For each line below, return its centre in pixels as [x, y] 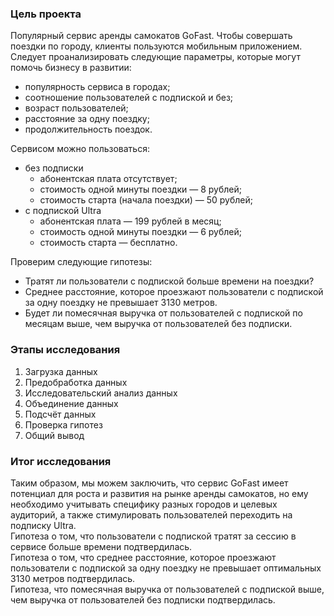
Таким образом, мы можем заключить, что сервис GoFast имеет [149, 483]
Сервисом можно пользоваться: [80, 149]
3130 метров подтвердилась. [73, 578]
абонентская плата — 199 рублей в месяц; [130, 221]
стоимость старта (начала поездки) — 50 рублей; [146, 200]
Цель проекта [46, 14]
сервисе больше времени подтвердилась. [101, 546]
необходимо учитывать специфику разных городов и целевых [144, 504]
